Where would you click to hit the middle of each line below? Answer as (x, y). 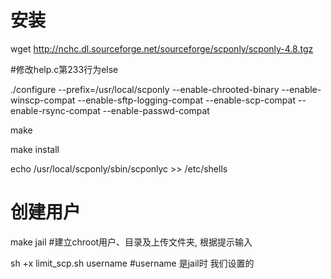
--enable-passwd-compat (156, 110)
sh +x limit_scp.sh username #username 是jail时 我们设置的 (132, 263)
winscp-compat (43, 100)
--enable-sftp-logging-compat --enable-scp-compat (187, 100)
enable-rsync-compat (55, 110)
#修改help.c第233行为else (64, 69)
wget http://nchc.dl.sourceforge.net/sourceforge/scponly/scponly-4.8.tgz (162, 48)
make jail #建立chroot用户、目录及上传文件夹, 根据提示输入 (131, 242)
